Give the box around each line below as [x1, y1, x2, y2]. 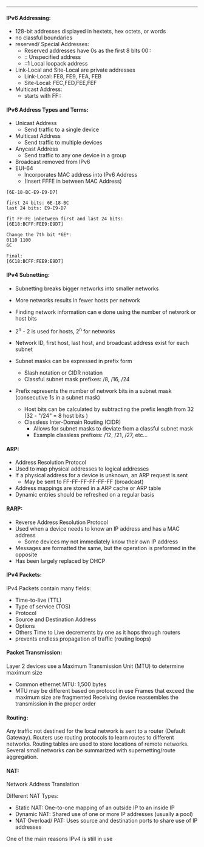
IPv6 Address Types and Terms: [6, 106, 89, 113]
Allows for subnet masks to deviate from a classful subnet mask [33, 425, 193, 432]
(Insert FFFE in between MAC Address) [24, 177, 123, 185]
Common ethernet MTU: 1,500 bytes [15, 681, 107, 688]
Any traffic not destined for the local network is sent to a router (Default [6, 727, 185, 735]
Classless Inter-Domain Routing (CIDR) [24, 418, 121, 426]
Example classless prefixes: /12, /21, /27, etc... [33, 432, 148, 439]
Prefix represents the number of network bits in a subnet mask [15, 387, 172, 395]
